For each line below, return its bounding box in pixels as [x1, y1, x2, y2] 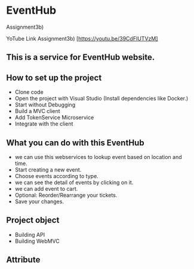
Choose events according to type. [14, 172, 98, 179]
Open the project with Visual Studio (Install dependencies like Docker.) [14, 95, 189, 102]
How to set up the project [6, 72, 102, 82]
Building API [14, 231, 45, 238]
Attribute [6, 255, 41, 265]
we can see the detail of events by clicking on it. [14, 179, 134, 186]
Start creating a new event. [14, 166, 82, 173]
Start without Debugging [14, 101, 76, 108]
